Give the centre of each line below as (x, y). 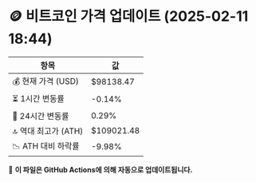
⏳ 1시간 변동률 (39, 98)
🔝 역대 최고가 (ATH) (48, 131)
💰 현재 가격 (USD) (46, 81)
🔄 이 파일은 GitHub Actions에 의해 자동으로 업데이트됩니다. (100, 169)
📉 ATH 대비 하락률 (46, 146)
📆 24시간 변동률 (41, 116)
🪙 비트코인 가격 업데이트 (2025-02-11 (128, 16)
